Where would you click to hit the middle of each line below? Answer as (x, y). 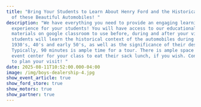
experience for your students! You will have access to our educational (104, 28)
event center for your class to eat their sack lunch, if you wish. (99, 56)
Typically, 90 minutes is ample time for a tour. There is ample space (103, 51)
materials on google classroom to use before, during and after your (100, 34)
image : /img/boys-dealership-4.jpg (51, 73)
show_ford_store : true (34, 84)
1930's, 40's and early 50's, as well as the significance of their (99, 45)
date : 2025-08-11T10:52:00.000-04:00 (53, 67)
